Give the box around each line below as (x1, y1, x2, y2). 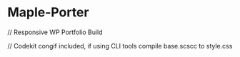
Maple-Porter (7, 4, 89, 21)
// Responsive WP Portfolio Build (7, 28, 103, 36)
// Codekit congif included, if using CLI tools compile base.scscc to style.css (7, 41, 233, 50)
